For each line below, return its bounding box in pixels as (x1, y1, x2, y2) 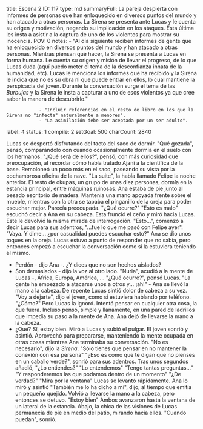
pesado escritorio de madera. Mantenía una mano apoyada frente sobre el (6, 191, 192, 199)
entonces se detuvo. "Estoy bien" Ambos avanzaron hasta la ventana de (15, 396, 196, 404)
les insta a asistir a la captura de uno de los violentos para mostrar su (6, 31, 180, 38)
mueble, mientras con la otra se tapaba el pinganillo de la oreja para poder (6, 198, 192, 205)
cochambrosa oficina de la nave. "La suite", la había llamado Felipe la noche (6, 172, 196, 179)
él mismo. (6, 250, 31, 256)
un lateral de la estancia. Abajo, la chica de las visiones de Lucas (15, 403, 178, 410)
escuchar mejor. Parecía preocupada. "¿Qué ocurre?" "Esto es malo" (6, 204, 178, 211)
